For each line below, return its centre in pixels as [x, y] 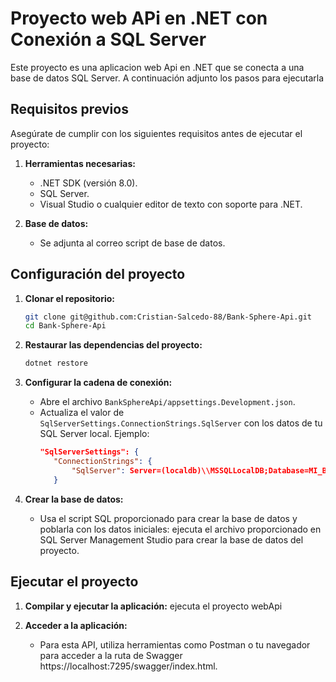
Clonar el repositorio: [69, 298]
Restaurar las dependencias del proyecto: [113, 345]
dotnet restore [56, 363]
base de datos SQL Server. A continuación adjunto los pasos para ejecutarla [167, 78]
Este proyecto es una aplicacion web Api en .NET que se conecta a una [157, 67]
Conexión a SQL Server [108, 39]
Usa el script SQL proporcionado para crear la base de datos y [168, 518]
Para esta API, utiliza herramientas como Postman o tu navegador [175, 644]
